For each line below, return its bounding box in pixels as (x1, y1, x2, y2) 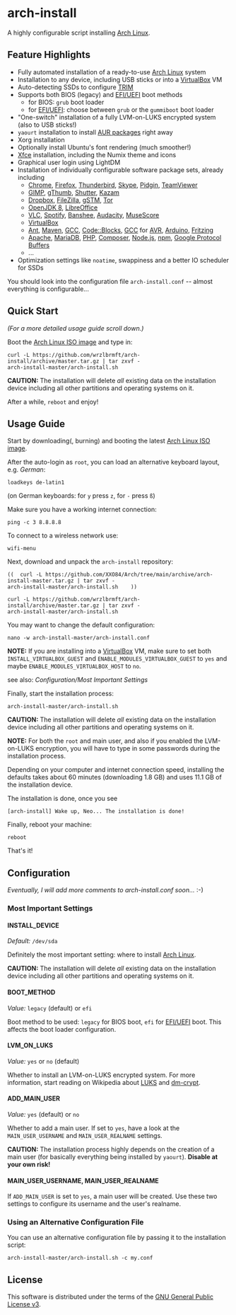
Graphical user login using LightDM (17, 158, 121, 166)
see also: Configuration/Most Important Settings (7, 676, 148, 684)
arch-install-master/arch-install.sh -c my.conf (7, 1255, 153, 1262)
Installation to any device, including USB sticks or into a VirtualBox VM (17, 75, 223, 84)
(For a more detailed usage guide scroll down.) (7, 324, 144, 332)
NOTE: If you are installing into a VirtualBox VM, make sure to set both (7, 647, 212, 656)
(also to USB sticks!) (17, 120, 77, 129)
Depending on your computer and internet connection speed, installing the (7, 765, 225, 774)
